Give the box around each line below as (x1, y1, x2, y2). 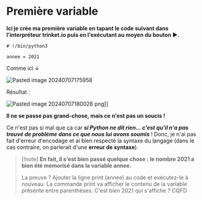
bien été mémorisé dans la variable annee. (21, 161, 132, 169)
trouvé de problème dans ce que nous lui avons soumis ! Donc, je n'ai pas (6, 130, 196, 137)
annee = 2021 (6, 53, 40, 60)
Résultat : (6, 88, 31, 96)
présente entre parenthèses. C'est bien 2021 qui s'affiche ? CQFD (21, 187, 187, 194)
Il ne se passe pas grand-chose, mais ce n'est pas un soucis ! (6, 112, 165, 119)
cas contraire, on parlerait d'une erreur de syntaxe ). (6, 143, 139, 151)
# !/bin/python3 (6, 43, 48, 49)
